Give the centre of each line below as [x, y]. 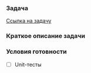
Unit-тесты [28, 64]
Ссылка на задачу [29, 21]
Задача [17, 8]
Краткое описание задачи [45, 36]
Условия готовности [36, 52]
